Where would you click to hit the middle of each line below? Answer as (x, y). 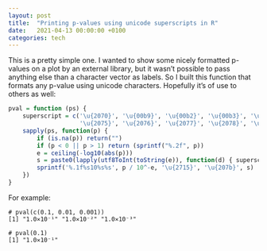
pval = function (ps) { (48, 109)
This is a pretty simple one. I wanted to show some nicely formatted (119, 60)
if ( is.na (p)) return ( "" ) (80, 138)
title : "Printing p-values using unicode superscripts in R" (113, 23)
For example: (30, 197)
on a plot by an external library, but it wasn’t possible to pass (131, 69)
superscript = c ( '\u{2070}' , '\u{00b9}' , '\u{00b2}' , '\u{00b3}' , (135, 116)
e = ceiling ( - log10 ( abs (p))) (85, 153)
